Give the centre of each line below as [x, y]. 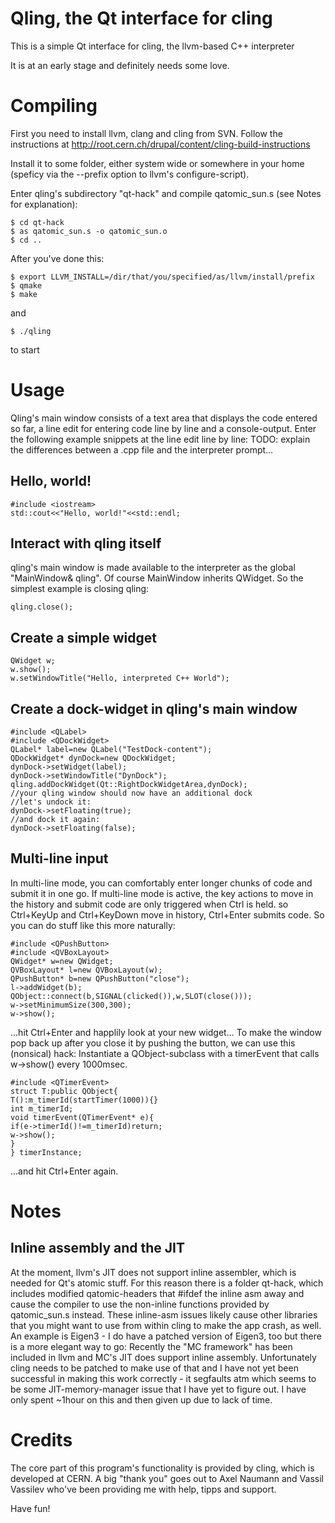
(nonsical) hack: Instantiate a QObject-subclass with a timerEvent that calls [165, 1053]
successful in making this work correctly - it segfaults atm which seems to [163, 1378]
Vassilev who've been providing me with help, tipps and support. [143, 1489]
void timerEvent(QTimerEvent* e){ [82, 1117]
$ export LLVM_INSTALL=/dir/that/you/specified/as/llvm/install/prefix [162, 277]
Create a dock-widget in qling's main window [154, 708]
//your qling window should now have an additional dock [131, 793]
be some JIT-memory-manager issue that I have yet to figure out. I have [158, 1389]
